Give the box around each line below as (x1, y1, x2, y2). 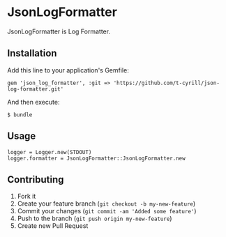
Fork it (17, 192, 36, 201)
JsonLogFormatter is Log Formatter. (7, 27, 110, 36)
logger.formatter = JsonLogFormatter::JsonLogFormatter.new (7, 155, 186, 162)
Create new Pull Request (17, 222, 89, 230)
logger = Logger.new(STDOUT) (7, 148, 92, 155)
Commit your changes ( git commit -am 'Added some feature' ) (17, 207, 197, 215)
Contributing (7, 174, 64, 185)
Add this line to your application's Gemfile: (7, 66, 129, 74)
